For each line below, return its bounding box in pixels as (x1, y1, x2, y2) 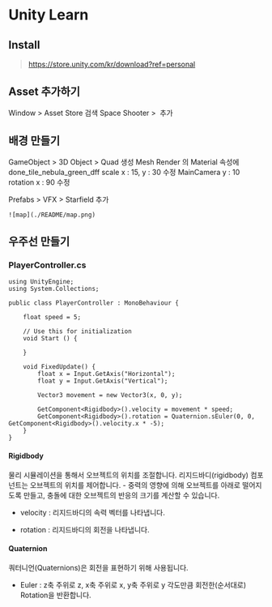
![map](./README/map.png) (8, 211, 96, 219)
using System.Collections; (8, 285, 100, 293)
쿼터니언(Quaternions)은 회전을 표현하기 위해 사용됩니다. (8, 562, 189, 572)
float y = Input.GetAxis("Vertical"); (37, 377, 168, 386)
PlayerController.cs (8, 259, 87, 271)
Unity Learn (8, 6, 89, 24)
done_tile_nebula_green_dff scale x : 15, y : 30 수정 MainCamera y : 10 (8, 167, 240, 177)
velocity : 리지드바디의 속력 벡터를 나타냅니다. (19, 507, 166, 517)
